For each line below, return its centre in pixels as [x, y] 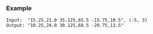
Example [19, 8]
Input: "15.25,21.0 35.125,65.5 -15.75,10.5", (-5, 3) [77, 21]
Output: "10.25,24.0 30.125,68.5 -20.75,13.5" [65, 25]
